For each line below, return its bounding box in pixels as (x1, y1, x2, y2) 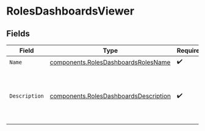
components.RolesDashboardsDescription (49, 92, 171, 100)
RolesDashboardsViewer (6, 4, 135, 18)
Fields (6, 29, 31, 39)
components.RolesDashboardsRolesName (49, 58, 171, 66)
